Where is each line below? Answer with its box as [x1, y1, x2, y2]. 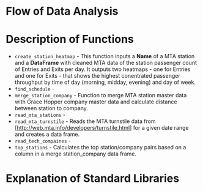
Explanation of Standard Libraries [6, 171, 180, 185]
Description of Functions [6, 32, 134, 47]
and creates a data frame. [14, 130, 80, 138]
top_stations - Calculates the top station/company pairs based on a [14, 144, 186, 151]
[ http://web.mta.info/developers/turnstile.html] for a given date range [14, 124, 189, 132]
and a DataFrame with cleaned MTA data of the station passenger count [14, 59, 197, 67]
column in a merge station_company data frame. [14, 150, 137, 157]
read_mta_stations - [14, 111, 65, 119]
